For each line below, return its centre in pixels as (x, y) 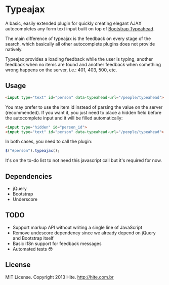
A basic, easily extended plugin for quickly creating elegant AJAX (73, 23)
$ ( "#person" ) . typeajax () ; (32, 151)
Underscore (25, 199)
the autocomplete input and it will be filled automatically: (64, 118)
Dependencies (29, 176)
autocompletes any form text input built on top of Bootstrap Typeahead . (80, 28)
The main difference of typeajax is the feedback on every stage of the (78, 38)
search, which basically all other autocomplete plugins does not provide (80, 44)
